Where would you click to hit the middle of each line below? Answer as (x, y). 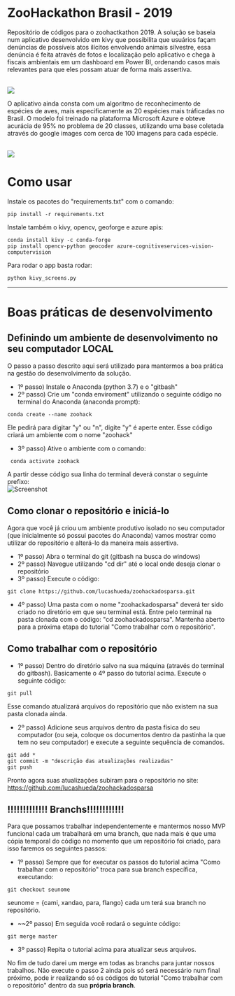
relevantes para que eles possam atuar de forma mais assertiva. (100, 69)
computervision (29, 252)
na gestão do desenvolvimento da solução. (69, 373)
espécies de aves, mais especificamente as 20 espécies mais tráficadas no (116, 111)
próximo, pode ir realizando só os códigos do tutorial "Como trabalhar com (115, 978)
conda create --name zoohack (50, 414)
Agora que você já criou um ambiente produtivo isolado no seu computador (116, 528)
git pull (20, 693)
